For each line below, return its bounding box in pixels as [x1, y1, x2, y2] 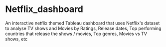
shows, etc [5, 36, 28, 42]
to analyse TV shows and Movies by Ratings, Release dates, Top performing [5, 25, 162, 31]
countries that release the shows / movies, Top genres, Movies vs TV [5, 30, 147, 36]
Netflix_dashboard [5, 3, 84, 15]
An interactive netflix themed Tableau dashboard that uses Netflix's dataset [5, 20, 160, 26]
